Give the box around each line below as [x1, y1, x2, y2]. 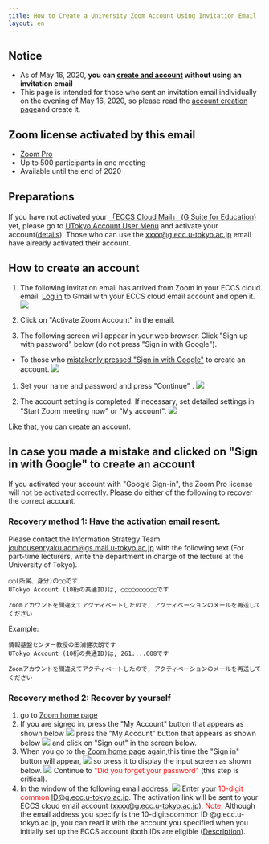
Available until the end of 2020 [19, 167, 122, 176]
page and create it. [19, 105, 81, 114]
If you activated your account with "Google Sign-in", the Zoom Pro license [8, 479, 253, 488]
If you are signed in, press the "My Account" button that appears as [19, 719, 244, 729]
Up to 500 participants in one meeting [19, 158, 146, 167]
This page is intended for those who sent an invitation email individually [19, 88, 257, 97]
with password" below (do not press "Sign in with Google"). [19, 339, 218, 348]
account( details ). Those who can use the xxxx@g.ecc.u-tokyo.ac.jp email [8, 229, 251, 239]
